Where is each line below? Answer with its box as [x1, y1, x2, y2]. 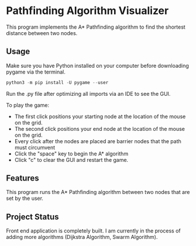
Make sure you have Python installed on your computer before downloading [6, 62, 189, 69]
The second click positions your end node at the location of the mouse [14, 125, 185, 132]
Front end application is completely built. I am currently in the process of [6, 227, 181, 234]
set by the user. [6, 195, 44, 202]
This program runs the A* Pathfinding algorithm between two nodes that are [6, 189, 190, 196]
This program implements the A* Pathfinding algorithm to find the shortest [6, 23, 185, 30]
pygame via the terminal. [6, 68, 66, 75]
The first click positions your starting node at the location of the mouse [14, 113, 186, 120]
